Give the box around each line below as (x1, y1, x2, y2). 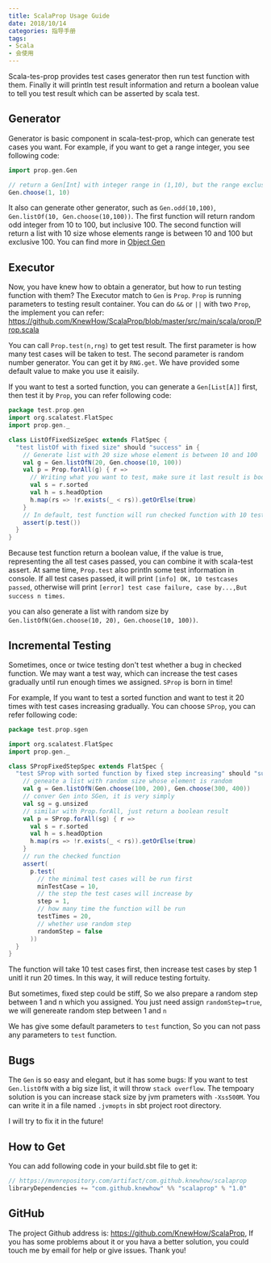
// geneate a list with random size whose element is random (23, 777, 232, 786)
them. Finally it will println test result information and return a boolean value (8, 80, 260, 90)
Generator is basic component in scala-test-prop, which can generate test (8, 133, 256, 143)
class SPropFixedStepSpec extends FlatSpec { (8, 762, 164, 770)
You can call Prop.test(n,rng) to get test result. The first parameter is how (8, 341, 256, 350)
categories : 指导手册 (8, 27, 77, 35)
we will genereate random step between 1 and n (8, 1006, 167, 1016)
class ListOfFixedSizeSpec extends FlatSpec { (8, 435, 168, 444)
